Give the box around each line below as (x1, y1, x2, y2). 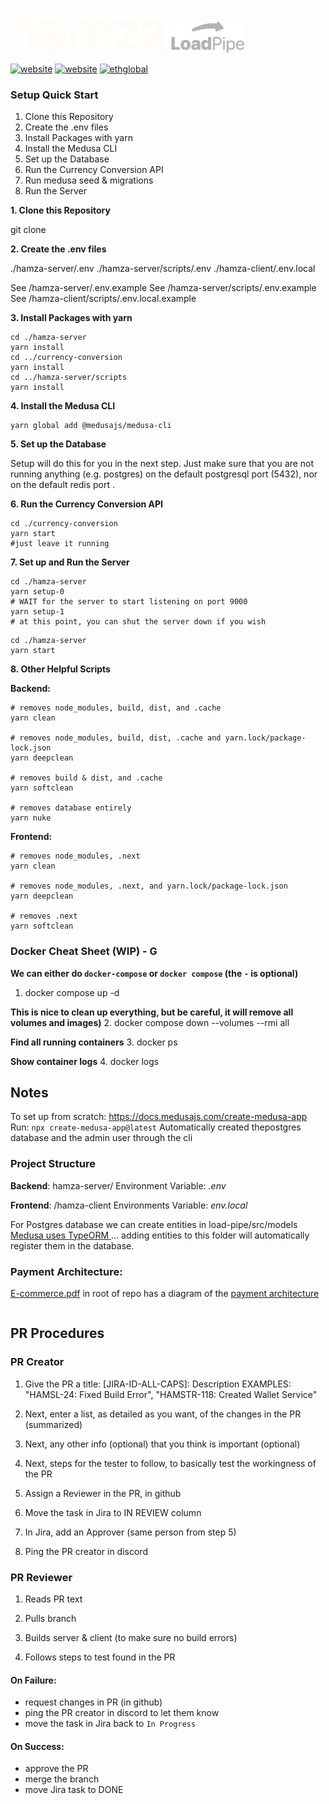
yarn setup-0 (10, 587, 65, 597)
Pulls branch (24, 1612, 77, 1624)
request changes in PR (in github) (24, 1696, 163, 1708)
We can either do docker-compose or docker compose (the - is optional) (10, 967, 299, 979)
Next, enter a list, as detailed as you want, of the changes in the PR (24, 1408, 302, 1420)
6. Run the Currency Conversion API (10, 498, 164, 510)
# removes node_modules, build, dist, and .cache (10, 703, 222, 713)
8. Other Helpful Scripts (10, 663, 111, 675)
